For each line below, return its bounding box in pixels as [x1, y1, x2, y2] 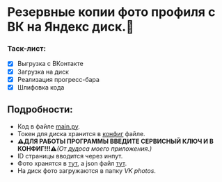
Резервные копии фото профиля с [7, 4, 216, 20]
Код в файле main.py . [17, 122, 80, 131]
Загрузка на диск [17, 67, 70, 76]
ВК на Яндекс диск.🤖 [7, 19, 134, 35]
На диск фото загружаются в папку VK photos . [17, 166, 157, 174]
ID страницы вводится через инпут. [17, 151, 123, 160]
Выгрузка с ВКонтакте [17, 60, 84, 68]
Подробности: [7, 104, 73, 115]
